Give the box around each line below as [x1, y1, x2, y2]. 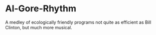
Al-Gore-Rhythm [5, 3, 77, 14]
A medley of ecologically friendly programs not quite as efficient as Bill [5, 19, 151, 25]
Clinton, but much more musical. [5, 24, 73, 30]
